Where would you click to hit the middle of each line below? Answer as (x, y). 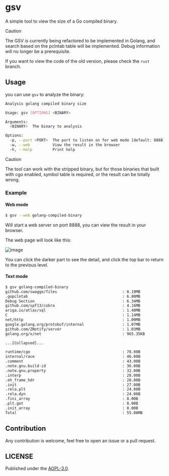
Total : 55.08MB (74, 413)
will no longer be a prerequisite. (38, 51)
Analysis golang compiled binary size (46, 104)
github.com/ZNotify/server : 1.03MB (73, 329)
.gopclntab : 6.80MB (73, 296)
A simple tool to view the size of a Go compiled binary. (62, 21)
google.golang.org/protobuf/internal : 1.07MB (73, 324)
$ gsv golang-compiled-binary (37, 287)
